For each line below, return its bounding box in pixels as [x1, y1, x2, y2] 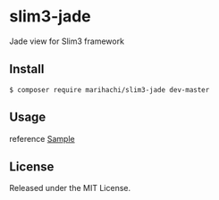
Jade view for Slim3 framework [9, 36, 125, 46]
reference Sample [9, 133, 75, 144]
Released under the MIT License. [9, 183, 131, 194]
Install [9, 62, 45, 77]
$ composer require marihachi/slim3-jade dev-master [9, 85, 210, 95]
